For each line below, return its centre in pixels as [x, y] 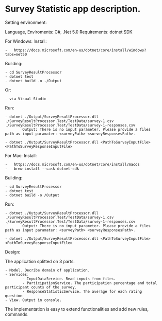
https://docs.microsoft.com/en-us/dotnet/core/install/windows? [80, 50]
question [14, 296]
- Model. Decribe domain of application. [48, 270]
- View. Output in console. [33, 300]
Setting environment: [26, 22]
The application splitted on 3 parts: [40, 261]
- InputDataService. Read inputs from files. [69, 279]
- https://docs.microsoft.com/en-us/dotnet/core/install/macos [72, 164]
